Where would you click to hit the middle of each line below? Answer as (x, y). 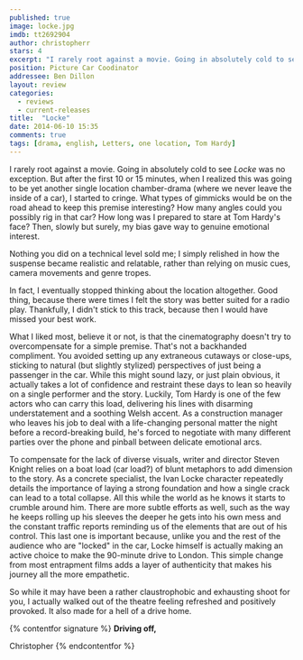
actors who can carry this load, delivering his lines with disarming (131, 403)
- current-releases (54, 110)
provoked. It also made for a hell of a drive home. (101, 610)
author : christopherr (50, 43)
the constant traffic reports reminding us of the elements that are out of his (148, 526)
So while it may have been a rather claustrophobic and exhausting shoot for (150, 591)
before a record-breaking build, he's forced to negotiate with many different (150, 432)
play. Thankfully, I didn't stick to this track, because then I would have (139, 309)
